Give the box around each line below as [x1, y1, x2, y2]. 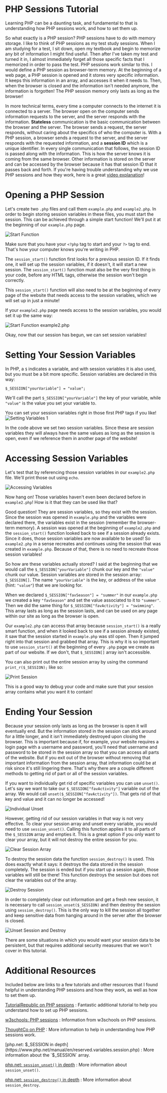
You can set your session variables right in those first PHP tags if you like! [5, 410, 157, 416]
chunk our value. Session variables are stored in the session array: [5, 571, 142, 577]
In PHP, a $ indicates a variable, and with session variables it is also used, [5, 366, 156, 372]
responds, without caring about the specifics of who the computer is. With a [5, 129, 162, 135]
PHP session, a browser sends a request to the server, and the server [5, 135, 148, 141]
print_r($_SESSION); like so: [5, 664, 64, 670]
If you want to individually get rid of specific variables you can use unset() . [5, 780, 160, 786]
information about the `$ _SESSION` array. [5, 1052, 90, 1058]
